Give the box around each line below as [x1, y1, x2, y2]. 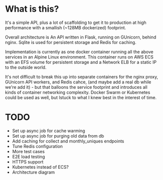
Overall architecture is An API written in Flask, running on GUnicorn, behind [5, 34, 156, 40]
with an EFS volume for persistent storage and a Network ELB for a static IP [5, 59, 157, 65]
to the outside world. [5, 64, 47, 70]
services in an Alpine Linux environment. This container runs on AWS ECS [5, 54, 154, 60]
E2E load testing [12, 154, 45, 160]
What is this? [5, 3, 60, 15]
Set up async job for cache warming [12, 128, 85, 134]
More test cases [12, 148, 45, 154]
